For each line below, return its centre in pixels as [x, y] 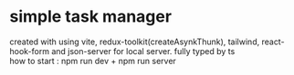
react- [273, 42]
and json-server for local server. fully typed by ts [143, 51]
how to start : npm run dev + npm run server [93, 61]
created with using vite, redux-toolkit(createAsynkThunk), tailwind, [135, 42]
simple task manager [90, 17]
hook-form [30, 51]
